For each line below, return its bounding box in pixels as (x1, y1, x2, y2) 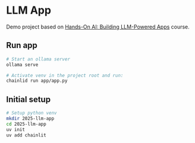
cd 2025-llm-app (6, 121, 46, 127)
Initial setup (6, 94, 51, 104)
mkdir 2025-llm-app (6, 115, 55, 122)
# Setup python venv (6, 110, 58, 116)
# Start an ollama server (6, 56, 70, 62)
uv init (6, 126, 26, 132)
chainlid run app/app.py (6, 78, 68, 84)
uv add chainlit (6, 132, 46, 138)
